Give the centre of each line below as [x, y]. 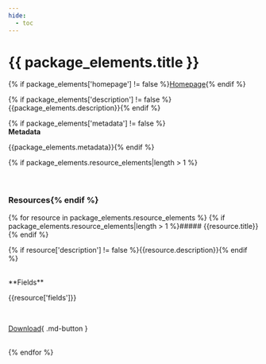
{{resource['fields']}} [42, 297]
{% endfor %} [31, 352]
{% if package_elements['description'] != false [84, 99]
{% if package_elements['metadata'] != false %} [87, 123]
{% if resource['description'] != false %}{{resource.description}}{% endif [128, 250]
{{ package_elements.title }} [104, 62]
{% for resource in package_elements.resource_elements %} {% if [117, 217]
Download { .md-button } [48, 328]
